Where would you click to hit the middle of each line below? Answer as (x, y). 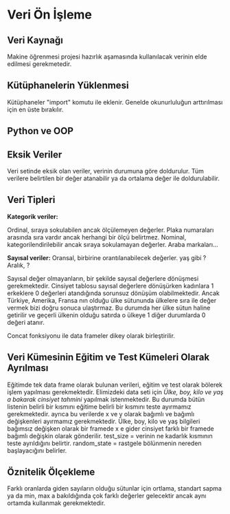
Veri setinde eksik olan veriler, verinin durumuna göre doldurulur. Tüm (106, 171)
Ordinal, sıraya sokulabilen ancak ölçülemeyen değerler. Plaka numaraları (111, 230)
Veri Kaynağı (35, 40)
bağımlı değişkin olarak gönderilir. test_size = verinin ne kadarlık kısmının (110, 436)
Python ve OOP (41, 131)
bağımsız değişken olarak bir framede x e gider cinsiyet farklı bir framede (111, 428)
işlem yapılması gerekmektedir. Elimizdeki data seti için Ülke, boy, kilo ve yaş (115, 392)
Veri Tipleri (31, 200)
